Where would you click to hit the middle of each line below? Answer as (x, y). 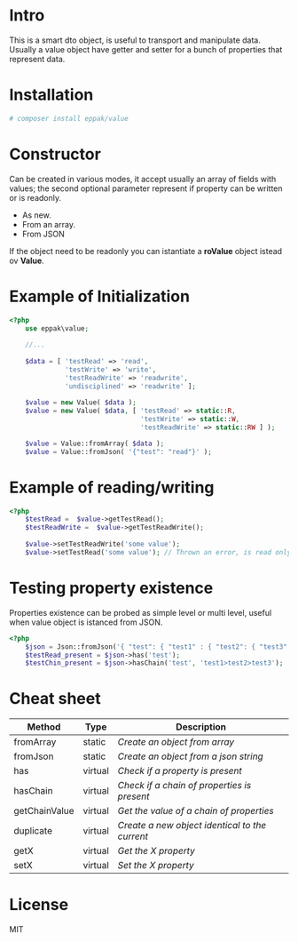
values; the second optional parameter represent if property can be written (146, 188)
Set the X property (156, 866)
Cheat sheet (55, 699)
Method (44, 727)
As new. (36, 215)
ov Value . (27, 260)
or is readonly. (35, 197)
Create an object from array (176, 742)
